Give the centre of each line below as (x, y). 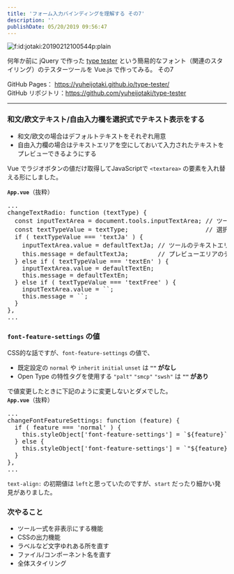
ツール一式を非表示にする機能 (60, 529)
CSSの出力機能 (39, 537)
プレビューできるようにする (57, 153)
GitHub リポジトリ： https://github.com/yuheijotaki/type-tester (97, 93)
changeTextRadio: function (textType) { (77, 212)
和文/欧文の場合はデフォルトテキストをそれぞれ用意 (92, 136)
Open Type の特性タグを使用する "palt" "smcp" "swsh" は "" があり (113, 376)
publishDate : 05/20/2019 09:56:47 (57, 27)
